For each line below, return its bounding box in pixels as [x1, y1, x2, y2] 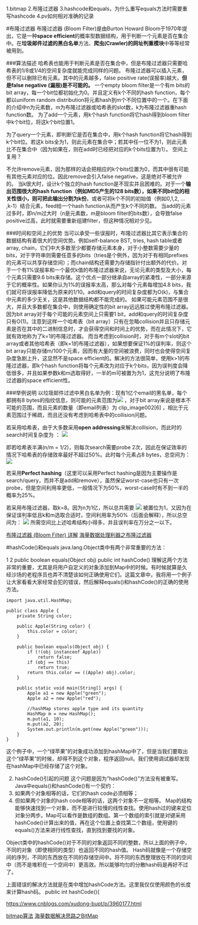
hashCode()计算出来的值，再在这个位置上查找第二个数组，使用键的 [14, 819, 178, 826]
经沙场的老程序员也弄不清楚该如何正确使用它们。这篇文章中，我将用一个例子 [6, 571, 192, 578]
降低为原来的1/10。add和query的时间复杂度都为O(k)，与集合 [42, 289, 189, 296]
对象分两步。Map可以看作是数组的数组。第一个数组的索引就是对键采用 [14, 812, 186, 818]
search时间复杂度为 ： [6, 432, 61, 438]
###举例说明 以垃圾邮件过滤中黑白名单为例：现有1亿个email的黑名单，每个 [6, 389, 187, 396]
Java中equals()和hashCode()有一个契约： [14, 783, 117, 789]
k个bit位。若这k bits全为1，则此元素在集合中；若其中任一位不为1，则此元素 [6, 138, 187, 145]
